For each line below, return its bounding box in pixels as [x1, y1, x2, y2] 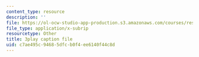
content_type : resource [6, 8, 65, 15]
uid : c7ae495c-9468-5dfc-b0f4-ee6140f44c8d [6, 42, 115, 48]
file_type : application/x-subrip [6, 25, 89, 31]
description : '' [6, 14, 46, 20]
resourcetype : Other [6, 31, 57, 37]
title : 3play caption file [6, 36, 73, 42]
